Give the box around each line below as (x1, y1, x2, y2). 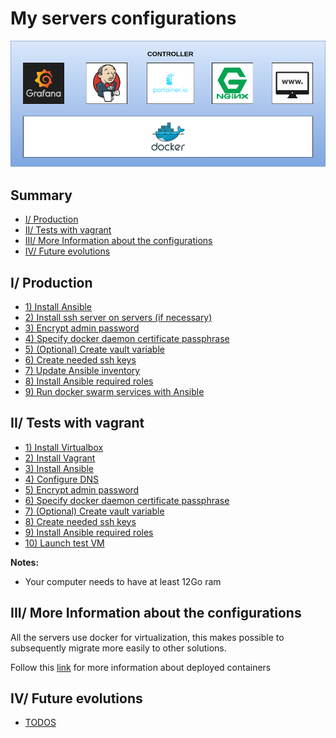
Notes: (10, 556, 40, 568)
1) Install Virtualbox (24, 441, 104, 453)
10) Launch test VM (24, 537, 105, 549)
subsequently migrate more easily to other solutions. (10, 642, 227, 654)
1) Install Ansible (24, 300, 93, 312)
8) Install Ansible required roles (24, 375, 154, 387)
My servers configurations (10, 7, 237, 30)
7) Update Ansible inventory (24, 364, 141, 376)
